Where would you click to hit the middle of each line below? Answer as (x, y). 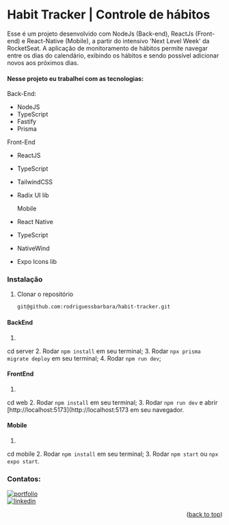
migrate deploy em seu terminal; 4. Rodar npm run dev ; (84, 358)
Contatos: (24, 478)
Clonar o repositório (45, 294)
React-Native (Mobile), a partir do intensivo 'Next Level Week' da (118, 40)
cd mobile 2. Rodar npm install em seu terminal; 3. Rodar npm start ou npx (113, 454)
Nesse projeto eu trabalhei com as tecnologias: (76, 78)
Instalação (25, 280)
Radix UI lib (33, 195)
